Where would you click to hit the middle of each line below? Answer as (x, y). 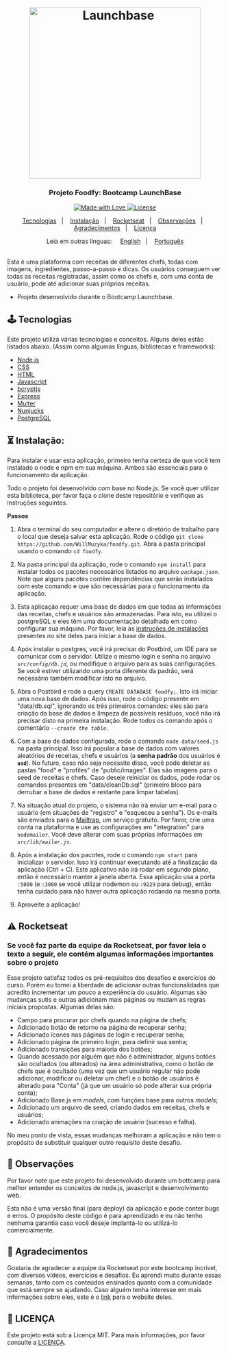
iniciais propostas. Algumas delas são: (61, 1007)
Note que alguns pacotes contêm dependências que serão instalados (115, 579)
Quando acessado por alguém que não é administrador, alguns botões (116, 1056)
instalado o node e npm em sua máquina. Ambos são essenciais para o (107, 468)
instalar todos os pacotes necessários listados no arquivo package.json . (118, 572)
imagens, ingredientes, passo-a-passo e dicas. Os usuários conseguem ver (114, 269)
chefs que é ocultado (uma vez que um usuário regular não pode (109, 1071)
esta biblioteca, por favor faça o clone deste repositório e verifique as (105, 496)
